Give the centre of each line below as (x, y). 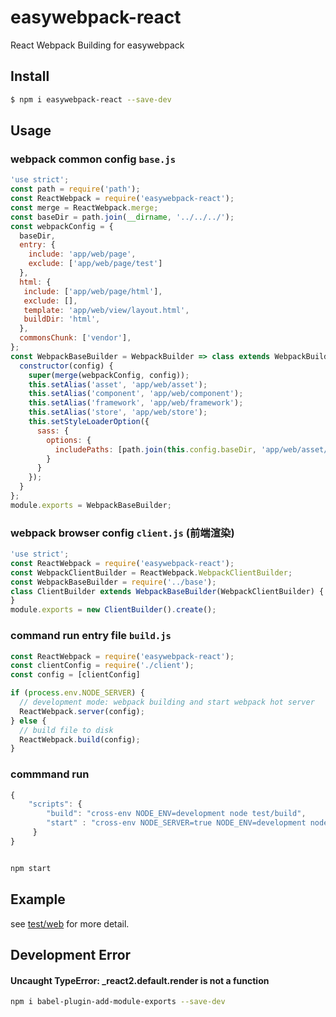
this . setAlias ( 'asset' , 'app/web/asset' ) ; (118, 384)
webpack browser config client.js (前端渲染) (122, 533)
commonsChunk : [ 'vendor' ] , (75, 338)
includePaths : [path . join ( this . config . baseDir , (155, 449)
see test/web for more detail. (70, 923)
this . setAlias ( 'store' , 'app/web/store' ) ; (118, 412)
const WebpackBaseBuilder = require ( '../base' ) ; (113, 582)
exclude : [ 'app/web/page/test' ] (95, 264)
